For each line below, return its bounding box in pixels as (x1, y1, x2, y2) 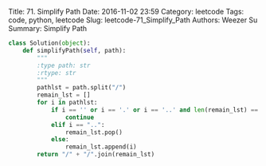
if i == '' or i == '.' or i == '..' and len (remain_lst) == (50, 105, 259, 114)
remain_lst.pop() (65, 128, 123, 136)
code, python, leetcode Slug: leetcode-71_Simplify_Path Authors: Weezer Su (8, 15, 258, 25)
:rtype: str (37, 69, 77, 77)
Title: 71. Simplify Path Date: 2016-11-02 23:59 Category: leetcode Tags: (8, 7, 244, 16)
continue (65, 113, 94, 121)
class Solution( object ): (8, 39, 91, 47)
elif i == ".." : (50, 121, 105, 128)
